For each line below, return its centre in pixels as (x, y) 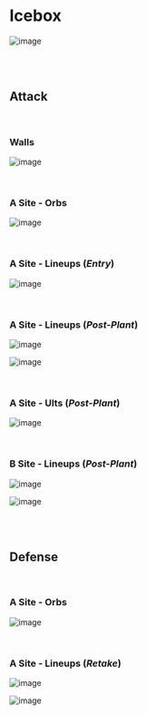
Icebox (35, 16)
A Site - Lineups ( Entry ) (62, 264)
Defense (34, 557)
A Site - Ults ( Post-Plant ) (65, 403)
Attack (29, 97)
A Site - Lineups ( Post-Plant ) (74, 325)
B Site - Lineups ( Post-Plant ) (73, 464)
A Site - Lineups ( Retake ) (65, 663)
